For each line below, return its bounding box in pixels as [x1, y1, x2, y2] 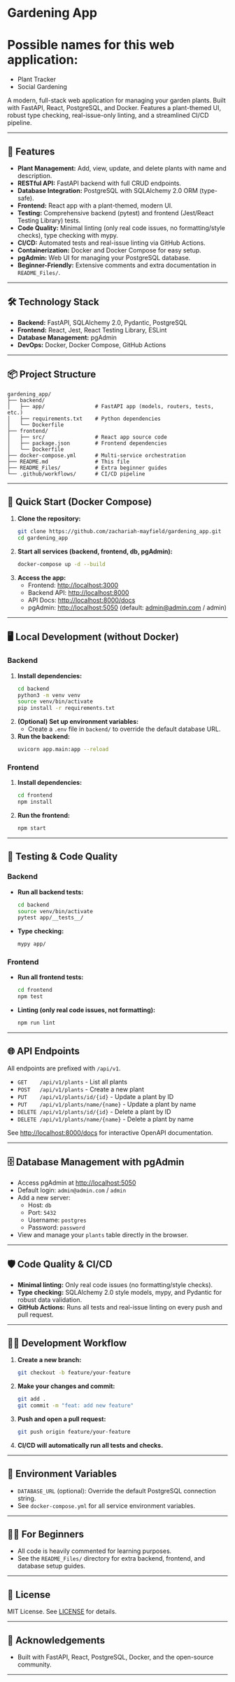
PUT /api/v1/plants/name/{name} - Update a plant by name [17, 1100, 197, 1108]
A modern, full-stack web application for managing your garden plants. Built [7, 96, 226, 105]
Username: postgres [27, 1216, 87, 1224]
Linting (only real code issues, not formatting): [17, 1006, 156, 1014]
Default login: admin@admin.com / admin [17, 1185, 127, 1194]
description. [17, 171, 52, 180]
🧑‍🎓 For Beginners [7, 1528, 84, 1540]
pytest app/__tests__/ [17, 914, 84, 922]
